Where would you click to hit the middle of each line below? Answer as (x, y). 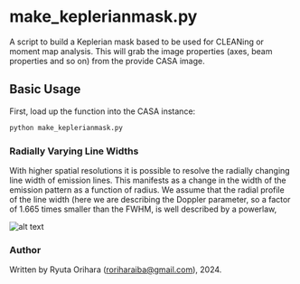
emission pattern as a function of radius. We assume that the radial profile (147, 189)
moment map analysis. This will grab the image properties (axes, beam (141, 51)
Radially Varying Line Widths (74, 151)
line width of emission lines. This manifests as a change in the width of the (148, 180)
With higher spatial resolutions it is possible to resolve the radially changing (150, 170)
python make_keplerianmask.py (66, 128)
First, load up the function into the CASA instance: (103, 111)
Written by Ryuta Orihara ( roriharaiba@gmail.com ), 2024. (116, 270)
